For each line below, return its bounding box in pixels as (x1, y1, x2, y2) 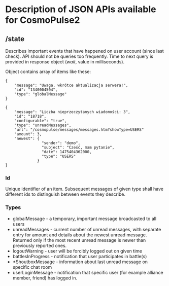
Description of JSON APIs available (5, 4, 156, 15)
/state (5, 34, 24, 43)
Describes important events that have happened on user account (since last (5, 48, 164, 54)
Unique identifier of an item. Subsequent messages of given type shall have (5, 186, 164, 192)
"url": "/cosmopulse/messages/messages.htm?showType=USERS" (14, 127, 144, 132)
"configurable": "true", (14, 118, 67, 123)
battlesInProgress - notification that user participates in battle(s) (12, 253, 147, 259)
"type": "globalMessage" (14, 92, 67, 97)
